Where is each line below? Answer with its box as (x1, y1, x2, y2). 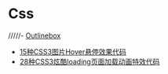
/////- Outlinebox (8, 31, 61, 40)
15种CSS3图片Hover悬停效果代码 (19, 46, 127, 56)
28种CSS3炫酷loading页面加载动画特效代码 (19, 57, 160, 66)
